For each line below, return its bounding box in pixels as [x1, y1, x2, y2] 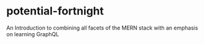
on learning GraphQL [6, 30, 59, 37]
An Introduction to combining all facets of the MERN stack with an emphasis [6, 24, 198, 31]
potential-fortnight [6, 4, 104, 18]
